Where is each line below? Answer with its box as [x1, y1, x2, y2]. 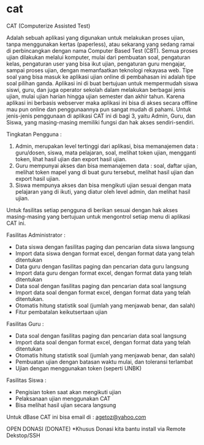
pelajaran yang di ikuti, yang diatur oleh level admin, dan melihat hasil [15, 188, 191, 195]
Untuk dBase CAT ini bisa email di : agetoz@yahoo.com [6, 413, 146, 420]
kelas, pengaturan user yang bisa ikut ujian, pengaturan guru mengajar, [6, 60, 186, 67]
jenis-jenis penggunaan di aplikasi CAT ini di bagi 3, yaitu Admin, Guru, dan [6, 112, 196, 120]
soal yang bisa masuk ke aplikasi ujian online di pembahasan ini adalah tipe [6, 73, 196, 80]
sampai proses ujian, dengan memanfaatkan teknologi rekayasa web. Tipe [6, 66, 194, 74]
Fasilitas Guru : [6, 320, 44, 327]
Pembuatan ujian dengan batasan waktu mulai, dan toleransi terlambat [15, 358, 193, 365]
